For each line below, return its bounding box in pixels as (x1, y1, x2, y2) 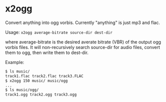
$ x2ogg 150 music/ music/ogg (5, 78, 68, 83)
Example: (5, 59, 24, 65)
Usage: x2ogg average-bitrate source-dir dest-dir (5, 29, 113, 35)
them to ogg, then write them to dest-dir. (5, 49, 89, 55)
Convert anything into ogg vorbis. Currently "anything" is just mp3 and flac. (5, 19, 161, 25)
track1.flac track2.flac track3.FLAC (5, 73, 84, 78)
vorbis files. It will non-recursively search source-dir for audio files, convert (5, 44, 161, 50)
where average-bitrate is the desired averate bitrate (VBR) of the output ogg (5, 38, 161, 45)
